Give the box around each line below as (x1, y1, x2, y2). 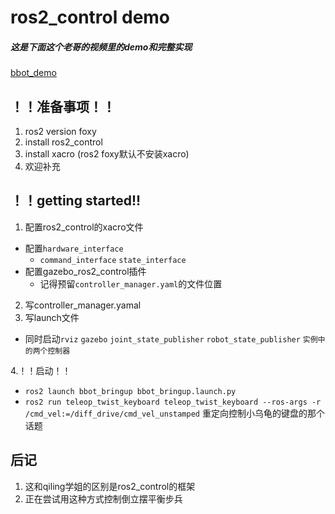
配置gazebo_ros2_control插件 (24, 265, 147, 277)
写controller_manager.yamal (24, 299, 142, 311)
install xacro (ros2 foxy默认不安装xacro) (24, 147, 190, 160)
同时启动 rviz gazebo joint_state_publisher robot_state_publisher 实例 (24, 332, 318, 345)
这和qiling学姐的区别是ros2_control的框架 (24, 480, 196, 492)
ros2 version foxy (24, 125, 97, 137)
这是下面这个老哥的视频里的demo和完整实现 (10, 41, 193, 53)
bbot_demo (10, 67, 57, 79)
